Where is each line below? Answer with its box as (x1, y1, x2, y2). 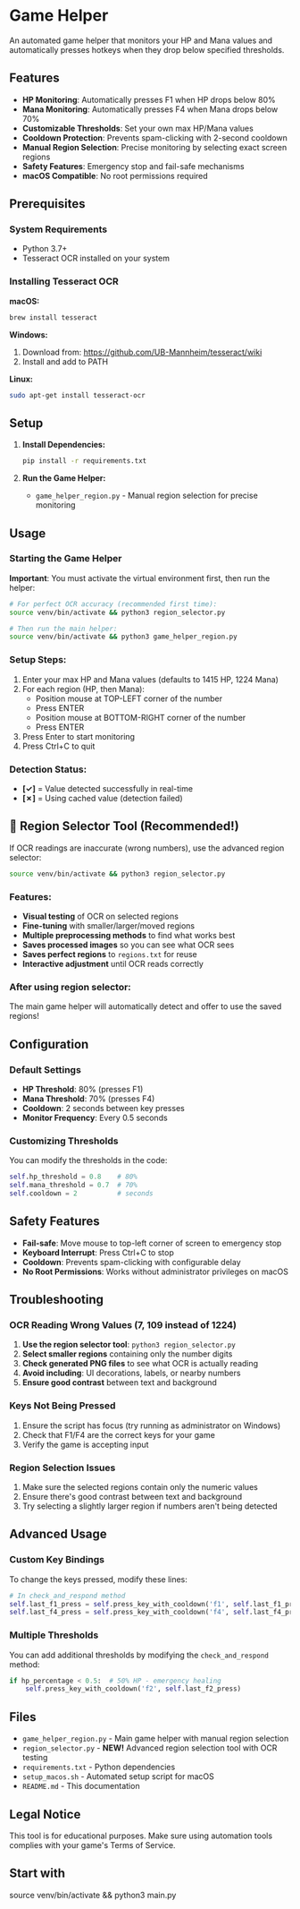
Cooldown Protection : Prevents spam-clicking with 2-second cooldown (21, 132, 287, 143)
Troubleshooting (9, 1292, 104, 1307)
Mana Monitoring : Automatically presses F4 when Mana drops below (21, 104, 279, 115)
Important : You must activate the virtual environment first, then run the (9, 572, 271, 583)
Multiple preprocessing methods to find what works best (21, 929, 236, 940)
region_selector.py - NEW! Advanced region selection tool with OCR (21, 1742, 278, 1753)
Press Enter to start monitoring (21, 731, 136, 741)
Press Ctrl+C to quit (21, 740, 96, 751)
